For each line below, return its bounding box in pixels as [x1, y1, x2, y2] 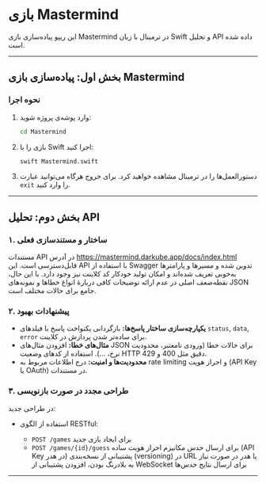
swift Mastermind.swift [19, 157, 99, 166]
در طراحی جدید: [8, 403, 56, 413]
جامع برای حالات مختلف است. [8, 286, 97, 295]
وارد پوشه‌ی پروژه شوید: [19, 112, 92, 122]
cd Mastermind [19, 128, 66, 135]
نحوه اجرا [8, 94, 41, 105]
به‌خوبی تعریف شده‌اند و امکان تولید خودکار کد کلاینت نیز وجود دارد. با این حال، [8, 269, 237, 279]
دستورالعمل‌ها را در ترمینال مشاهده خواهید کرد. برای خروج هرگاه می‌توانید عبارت [19, 172, 257, 181]
